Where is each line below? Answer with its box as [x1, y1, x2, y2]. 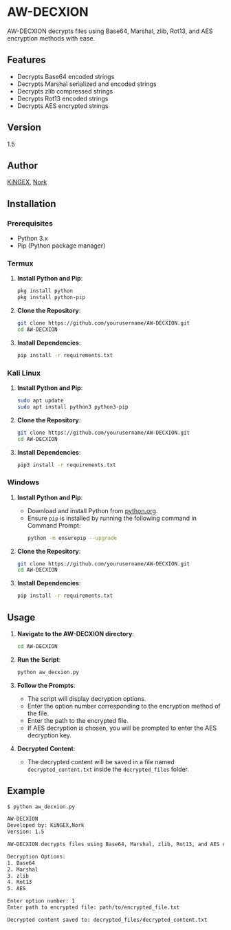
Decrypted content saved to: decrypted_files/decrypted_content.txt [7, 916, 208, 923]
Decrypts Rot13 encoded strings [16, 94, 109, 102]
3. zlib [7, 872, 30, 879]
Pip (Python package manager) [16, 241, 106, 250]
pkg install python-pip [16, 294, 86, 301]
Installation [7, 197, 56, 210]
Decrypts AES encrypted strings [16, 101, 109, 110]
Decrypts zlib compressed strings [16, 87, 113, 95]
